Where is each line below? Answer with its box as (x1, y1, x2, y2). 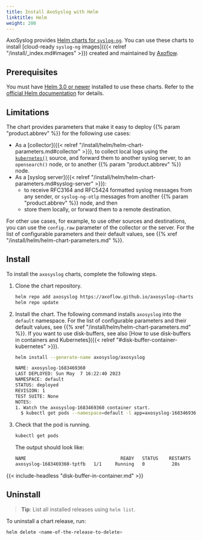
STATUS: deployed (14, 382, 59, 388)
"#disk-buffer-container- (116, 336, 178, 343)
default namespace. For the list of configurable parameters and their (14, 317, 187, 324)
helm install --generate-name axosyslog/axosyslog (14, 354, 145, 360)
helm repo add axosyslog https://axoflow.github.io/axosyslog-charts (14, 294, 194, 300)
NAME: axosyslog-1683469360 (14, 365, 86, 371)
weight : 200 (6, 20, 36, 26)
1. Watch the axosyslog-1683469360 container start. (14, 404, 151, 410)
